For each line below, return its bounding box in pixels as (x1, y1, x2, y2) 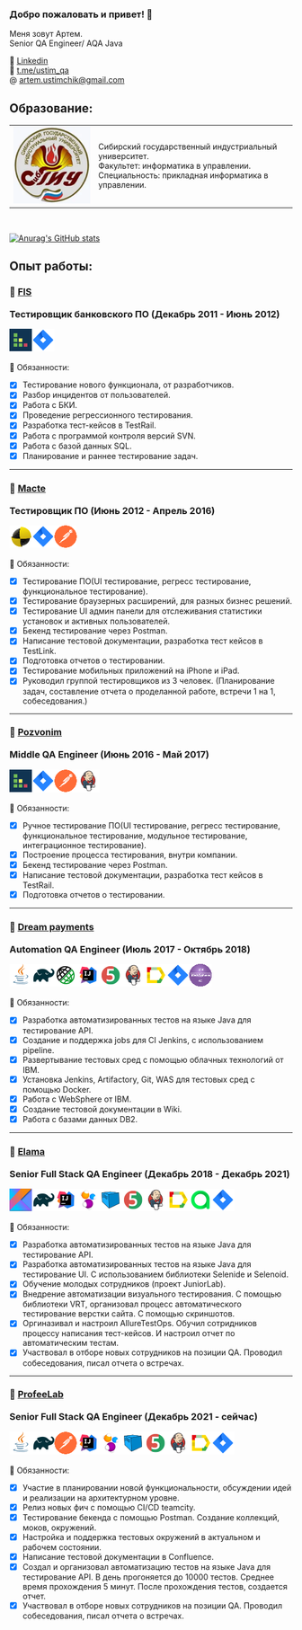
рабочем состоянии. (22, 1542, 102, 1553)
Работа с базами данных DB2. (22, 1113, 138, 1124)
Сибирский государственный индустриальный (98, 141, 278, 152)
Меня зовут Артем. (9, 29, 83, 40)
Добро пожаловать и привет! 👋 (9, 8, 153, 21)
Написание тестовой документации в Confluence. (22, 1552, 214, 1563)
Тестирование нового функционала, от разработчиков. (22, 379, 235, 390)
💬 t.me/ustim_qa (9, 65, 69, 75)
